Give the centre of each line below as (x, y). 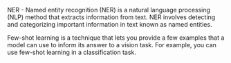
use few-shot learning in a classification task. (72, 52)
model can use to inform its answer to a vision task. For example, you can (112, 45)
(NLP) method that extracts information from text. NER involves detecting (111, 17)
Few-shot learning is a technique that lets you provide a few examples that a (116, 38)
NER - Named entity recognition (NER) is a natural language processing (109, 10)
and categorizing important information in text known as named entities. (110, 24)
